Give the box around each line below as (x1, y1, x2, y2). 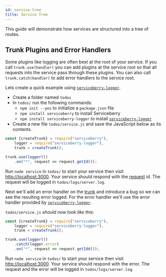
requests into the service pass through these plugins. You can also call (5, 70, 151, 76)
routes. (5, 31, 20, 37)
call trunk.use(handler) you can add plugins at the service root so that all (5, 64, 157, 70)
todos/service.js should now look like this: (5, 209, 94, 215)
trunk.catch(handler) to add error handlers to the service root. (5, 75, 135, 81)
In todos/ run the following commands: (12, 100, 92, 106)
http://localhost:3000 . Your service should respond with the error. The (5, 260, 150, 266)
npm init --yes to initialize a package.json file (19, 105, 114, 111)
